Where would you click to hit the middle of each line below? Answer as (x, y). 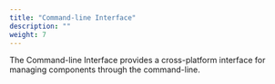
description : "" (40, 26)
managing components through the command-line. (105, 70)
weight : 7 (28, 34)
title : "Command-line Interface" (73, 18)
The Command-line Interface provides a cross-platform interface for (137, 61)
